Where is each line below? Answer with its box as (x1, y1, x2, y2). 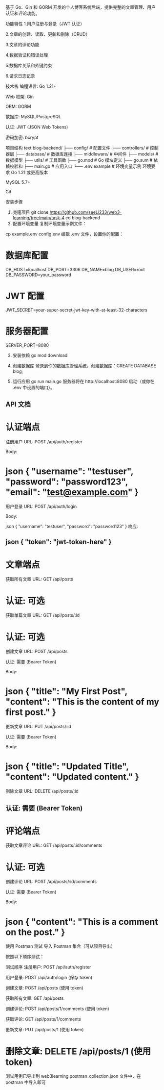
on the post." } (5, 926, 65, 938)
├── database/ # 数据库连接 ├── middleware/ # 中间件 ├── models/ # (15, 151, 159, 157)
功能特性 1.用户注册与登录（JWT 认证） (5, 21, 85, 26)
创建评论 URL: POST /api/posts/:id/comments (5, 879, 97, 885)
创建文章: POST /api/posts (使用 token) (5, 985, 83, 991)
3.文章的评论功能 (5, 42, 40, 48)
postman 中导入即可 (5, 1079, 46, 1085)
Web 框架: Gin (5, 94, 34, 100)
